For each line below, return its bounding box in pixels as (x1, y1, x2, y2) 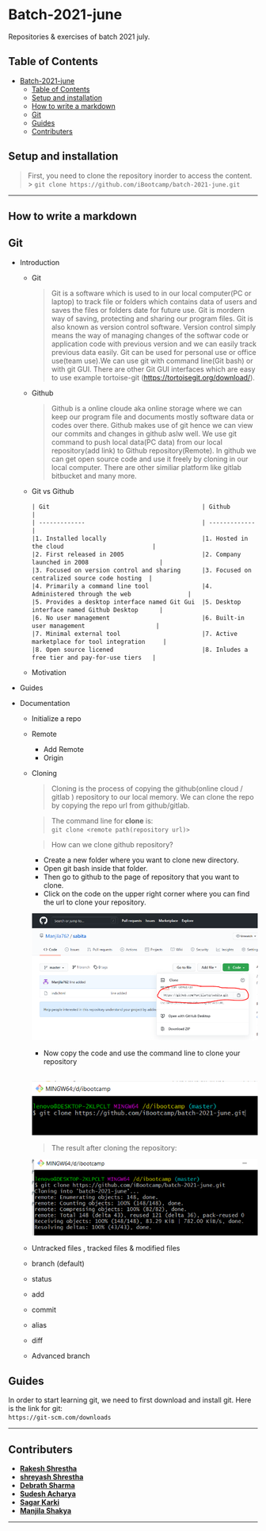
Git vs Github (31, 486, 74, 496)
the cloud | (31, 542, 157, 550)
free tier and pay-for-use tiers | (31, 654, 157, 661)
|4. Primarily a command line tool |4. (31, 582, 213, 590)
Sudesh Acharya (19, 1489, 77, 1498)
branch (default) (31, 1259, 85, 1268)
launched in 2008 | (31, 558, 164, 566)
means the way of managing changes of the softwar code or (51, 330, 249, 340)
